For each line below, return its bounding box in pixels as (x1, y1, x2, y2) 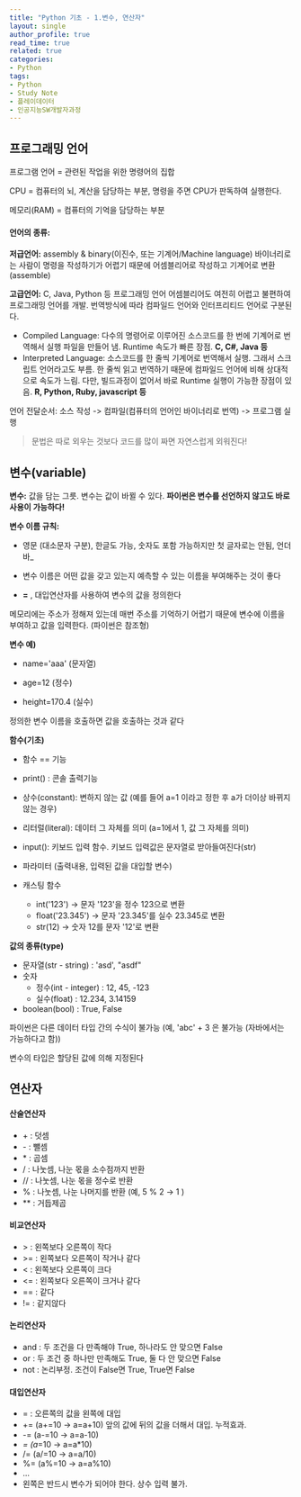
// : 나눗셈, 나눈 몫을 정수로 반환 (22, 1175, 134, 1186)
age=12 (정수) (22, 677, 73, 689)
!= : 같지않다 (22, 1297, 66, 1308)
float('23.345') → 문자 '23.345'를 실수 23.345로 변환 (35, 910, 226, 921)
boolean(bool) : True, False (22, 1004, 123, 1015)
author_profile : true (9, 30, 91, 39)
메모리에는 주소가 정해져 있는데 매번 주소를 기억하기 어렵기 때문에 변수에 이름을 (9, 609, 286, 619)
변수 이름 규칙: (9, 521, 60, 532)
